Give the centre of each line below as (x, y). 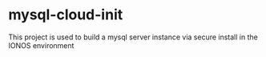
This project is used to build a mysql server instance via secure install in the (133, 37)
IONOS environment (41, 45)
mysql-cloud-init (66, 15)
